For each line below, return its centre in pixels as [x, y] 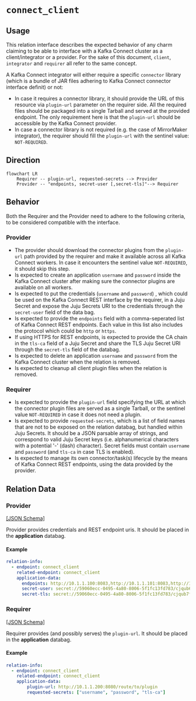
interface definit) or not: [35, 87]
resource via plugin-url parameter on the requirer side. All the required [100, 105]
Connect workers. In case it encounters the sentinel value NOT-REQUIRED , [101, 263]
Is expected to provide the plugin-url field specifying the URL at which [100, 402]
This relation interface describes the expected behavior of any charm [89, 45]
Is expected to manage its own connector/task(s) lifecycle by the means [101, 458]
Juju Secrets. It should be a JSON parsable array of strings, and [91, 433]
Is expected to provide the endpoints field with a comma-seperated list [99, 318]
